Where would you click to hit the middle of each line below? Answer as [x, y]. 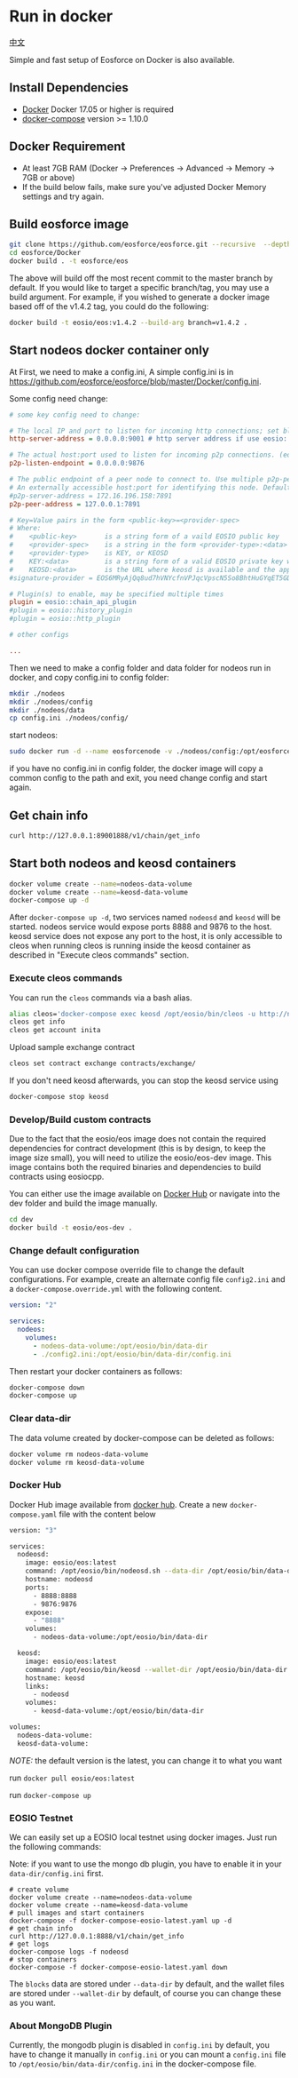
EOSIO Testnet [41, 1818]
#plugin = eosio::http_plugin [65, 619]
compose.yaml [33, 1515]
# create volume [39, 1890]
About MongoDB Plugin [61, 2026]
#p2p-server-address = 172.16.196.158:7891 [91, 496]
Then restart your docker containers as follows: [96, 1371]
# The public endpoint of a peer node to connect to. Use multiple [137, 480]
